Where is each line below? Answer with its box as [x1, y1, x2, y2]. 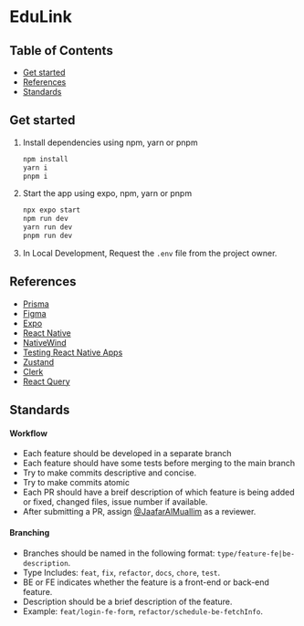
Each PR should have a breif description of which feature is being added [22, 486, 295, 498]
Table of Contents [9, 43, 114, 58]
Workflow [9, 427, 48, 439]
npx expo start [22, 205, 81, 215]
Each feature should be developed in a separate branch [22, 448, 232, 459]
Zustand [22, 356, 55, 367]
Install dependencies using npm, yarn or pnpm [22, 137, 198, 148]
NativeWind [22, 337, 67, 348]
